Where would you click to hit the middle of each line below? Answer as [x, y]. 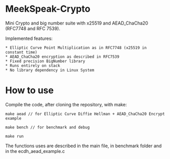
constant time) [21, 52]
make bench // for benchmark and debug [48, 127]
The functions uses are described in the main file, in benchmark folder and [83, 146]
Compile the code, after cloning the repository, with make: [66, 104]
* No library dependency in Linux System [50, 70]
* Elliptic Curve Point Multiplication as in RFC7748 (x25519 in [76, 48]
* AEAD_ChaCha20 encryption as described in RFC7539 [62, 57]
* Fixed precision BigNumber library [45, 61]
